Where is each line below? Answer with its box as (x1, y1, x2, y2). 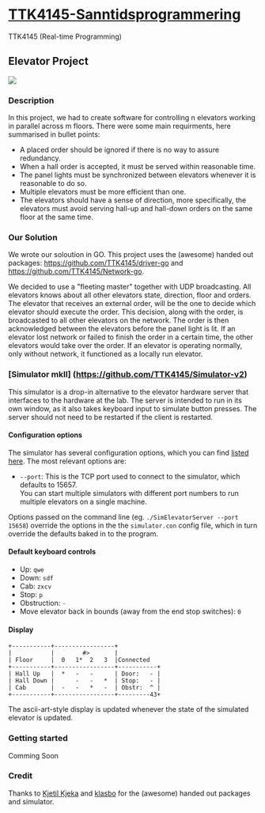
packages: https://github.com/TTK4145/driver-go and (8, 259, 184, 268)
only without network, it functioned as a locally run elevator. (8, 350, 203, 359)
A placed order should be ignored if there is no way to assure (19, 145, 220, 155)
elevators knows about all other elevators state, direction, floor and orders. (8, 290, 252, 300)
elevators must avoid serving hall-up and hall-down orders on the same (19, 204, 253, 214)
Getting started (8, 733, 69, 744)
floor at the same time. (19, 212, 93, 222)
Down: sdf (19, 573, 54, 583)
